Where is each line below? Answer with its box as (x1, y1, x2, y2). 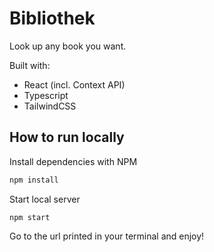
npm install (9, 175, 59, 185)
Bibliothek (9, 7, 96, 30)
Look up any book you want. (9, 40, 127, 52)
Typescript (23, 89, 69, 101)
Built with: (9, 59, 51, 71)
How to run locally (9, 129, 125, 146)
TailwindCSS (23, 100, 77, 112)
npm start (9, 212, 51, 222)
